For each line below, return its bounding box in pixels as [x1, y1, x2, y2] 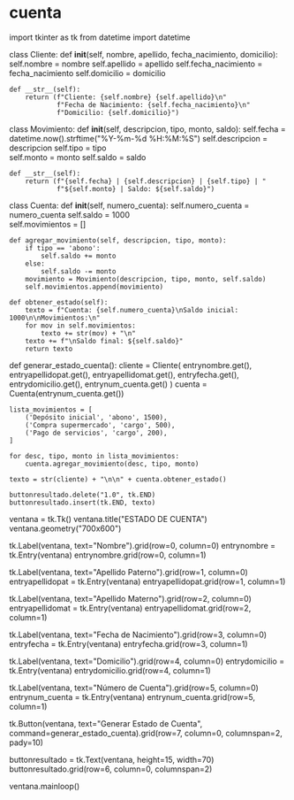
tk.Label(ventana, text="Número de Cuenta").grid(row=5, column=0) [9, 682, 259, 693]
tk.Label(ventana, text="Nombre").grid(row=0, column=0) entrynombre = [9, 540, 276, 550]
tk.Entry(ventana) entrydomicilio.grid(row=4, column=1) [9, 665, 212, 675]
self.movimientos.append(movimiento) [25, 282, 164, 291]
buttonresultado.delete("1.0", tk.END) [9, 490, 156, 499]
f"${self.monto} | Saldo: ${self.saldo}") [56, 184, 215, 193]
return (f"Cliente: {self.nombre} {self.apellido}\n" [25, 92, 227, 102]
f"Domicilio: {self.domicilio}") [56, 108, 179, 117]
